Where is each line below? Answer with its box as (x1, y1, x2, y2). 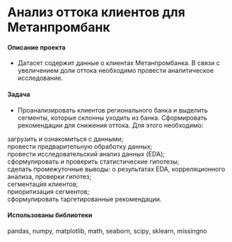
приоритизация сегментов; (7, 187, 90, 195)
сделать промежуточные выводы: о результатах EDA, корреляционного (7, 164, 226, 173)
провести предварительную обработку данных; (7, 142, 153, 151)
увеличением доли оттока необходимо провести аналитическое (17, 67, 214, 75)
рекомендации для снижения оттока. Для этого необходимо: (17, 121, 204, 129)
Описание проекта (7, 43, 66, 52)
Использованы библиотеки (7, 211, 93, 219)
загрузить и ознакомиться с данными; (7, 134, 124, 143)
